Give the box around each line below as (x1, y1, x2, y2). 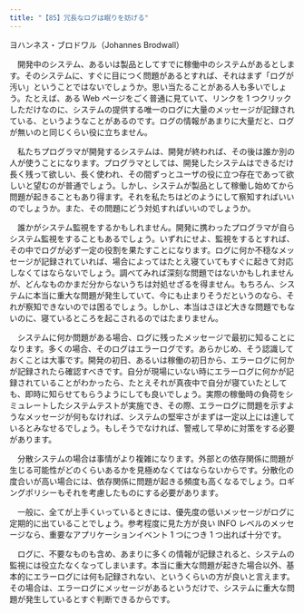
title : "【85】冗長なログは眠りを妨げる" (9, 13, 150, 23)
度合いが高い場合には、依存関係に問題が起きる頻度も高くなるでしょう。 (9, 475, 279, 486)
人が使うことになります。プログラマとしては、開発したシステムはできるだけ (9, 157, 295, 168)
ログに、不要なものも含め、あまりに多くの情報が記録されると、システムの (16, 548, 295, 559)
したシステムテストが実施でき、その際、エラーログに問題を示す (48, 400, 288, 411)
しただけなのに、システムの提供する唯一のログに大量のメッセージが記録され (9, 103, 295, 114)
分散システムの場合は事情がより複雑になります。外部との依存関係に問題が (16, 452, 295, 463)
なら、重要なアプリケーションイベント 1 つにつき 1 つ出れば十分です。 (25, 529, 287, 540)
